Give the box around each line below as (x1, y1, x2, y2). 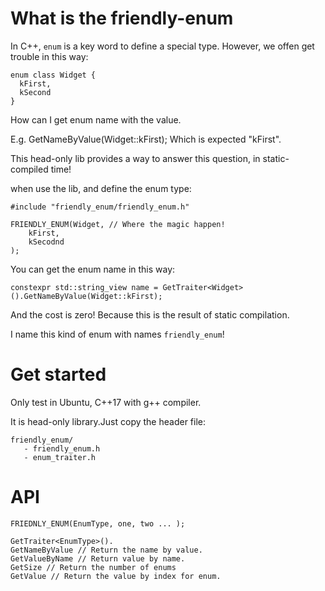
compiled (10, 163, 49, 175)
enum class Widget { (10, 70, 97, 80)
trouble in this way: (10, 50, 89, 62)
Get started (10, 363, 107, 386)
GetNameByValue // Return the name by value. (10, 545, 203, 555)
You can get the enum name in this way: (10, 263, 176, 275)
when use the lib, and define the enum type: (10, 182, 192, 194)
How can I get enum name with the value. (10, 113, 182, 126)
